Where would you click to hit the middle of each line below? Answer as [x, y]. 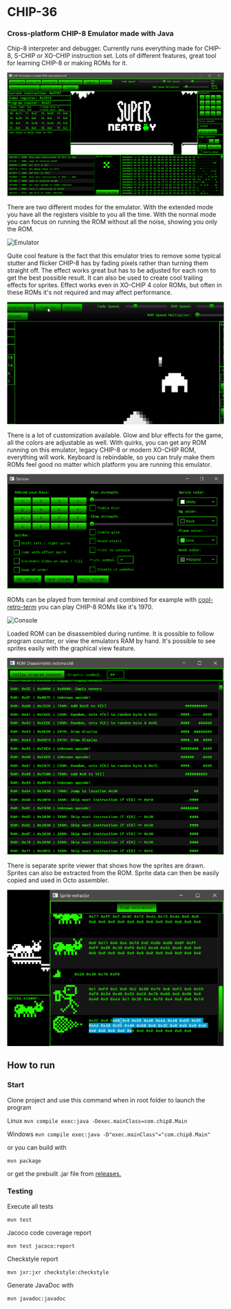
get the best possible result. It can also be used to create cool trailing [105, 277]
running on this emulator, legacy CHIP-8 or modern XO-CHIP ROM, [102, 450]
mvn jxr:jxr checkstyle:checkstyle [58, 1272]
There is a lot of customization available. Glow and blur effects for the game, [115, 435]
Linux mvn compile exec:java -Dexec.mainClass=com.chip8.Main [97, 1120]
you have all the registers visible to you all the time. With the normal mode [112, 214]
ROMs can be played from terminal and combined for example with [102, 600]
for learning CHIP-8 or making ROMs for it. [67, 63]
